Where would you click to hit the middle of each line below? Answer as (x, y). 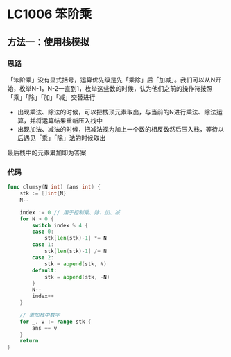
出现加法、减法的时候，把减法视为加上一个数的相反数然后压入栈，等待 (118, 129)
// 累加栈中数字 (40, 315)
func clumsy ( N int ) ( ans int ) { (54, 187)
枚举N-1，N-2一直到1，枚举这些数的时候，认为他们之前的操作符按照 (116, 88)
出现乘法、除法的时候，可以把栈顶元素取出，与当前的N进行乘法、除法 (117, 112)
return (29, 341)
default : (45, 270)
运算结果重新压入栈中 (72, 120)
